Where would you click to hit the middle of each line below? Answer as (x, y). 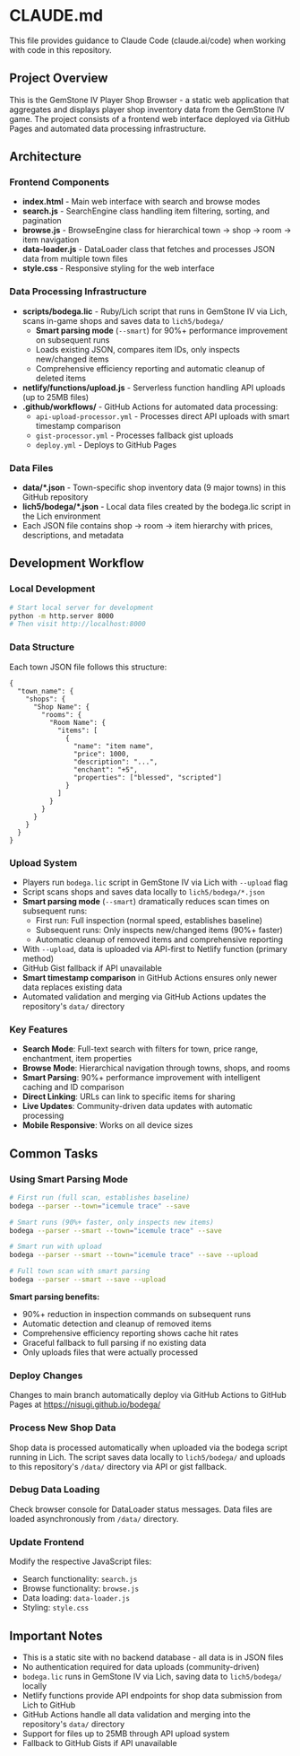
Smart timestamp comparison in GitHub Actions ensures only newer (150, 977)
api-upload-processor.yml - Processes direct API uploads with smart (163, 416)
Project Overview (59, 79)
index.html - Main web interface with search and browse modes (141, 202)
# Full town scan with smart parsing (80, 1271)
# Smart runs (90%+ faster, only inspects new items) (112, 1222)
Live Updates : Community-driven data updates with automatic (137, 1106)
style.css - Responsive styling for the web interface (118, 268)
